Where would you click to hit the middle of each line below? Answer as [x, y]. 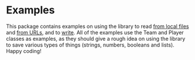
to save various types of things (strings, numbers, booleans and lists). [90, 45]
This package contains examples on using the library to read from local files [97, 26]
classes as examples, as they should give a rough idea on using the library [96, 38]
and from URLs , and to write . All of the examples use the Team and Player [95, 32]
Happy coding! [24, 51]
